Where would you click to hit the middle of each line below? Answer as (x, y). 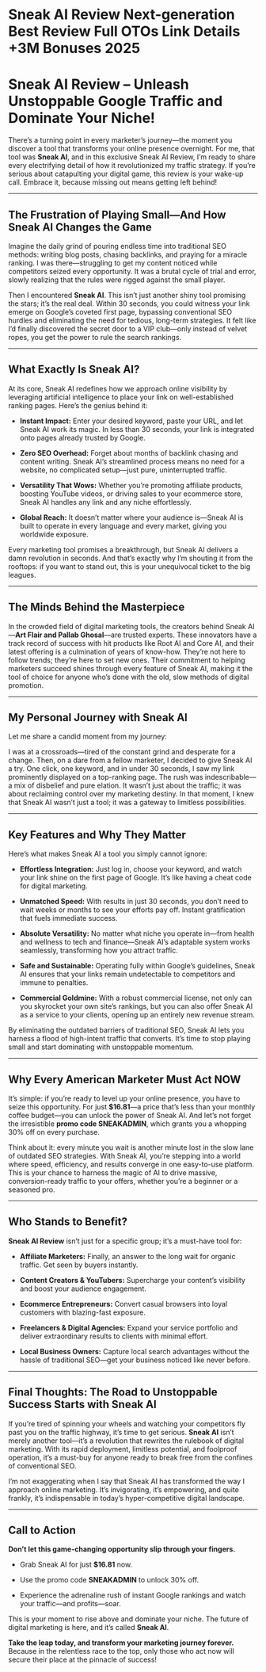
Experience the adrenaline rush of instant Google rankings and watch (133, 1595)
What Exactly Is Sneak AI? (74, 370)
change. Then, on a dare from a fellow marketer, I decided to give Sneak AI (130, 760)
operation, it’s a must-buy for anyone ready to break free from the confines (131, 1457)
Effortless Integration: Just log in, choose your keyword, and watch (131, 869)
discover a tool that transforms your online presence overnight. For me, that (132, 149)
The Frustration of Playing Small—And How (117, 214)
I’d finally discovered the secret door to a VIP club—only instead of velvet (128, 328)
